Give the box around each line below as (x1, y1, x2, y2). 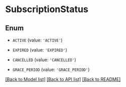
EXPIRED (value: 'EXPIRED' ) (12, 47, 67, 53)
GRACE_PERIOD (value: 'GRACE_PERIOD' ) (12, 67, 90, 72)
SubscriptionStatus (5, 4, 89, 15)
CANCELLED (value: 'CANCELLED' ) (12, 57, 77, 63)
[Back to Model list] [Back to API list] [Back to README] (5, 76, 121, 82)
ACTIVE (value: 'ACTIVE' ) (12, 37, 63, 43)
